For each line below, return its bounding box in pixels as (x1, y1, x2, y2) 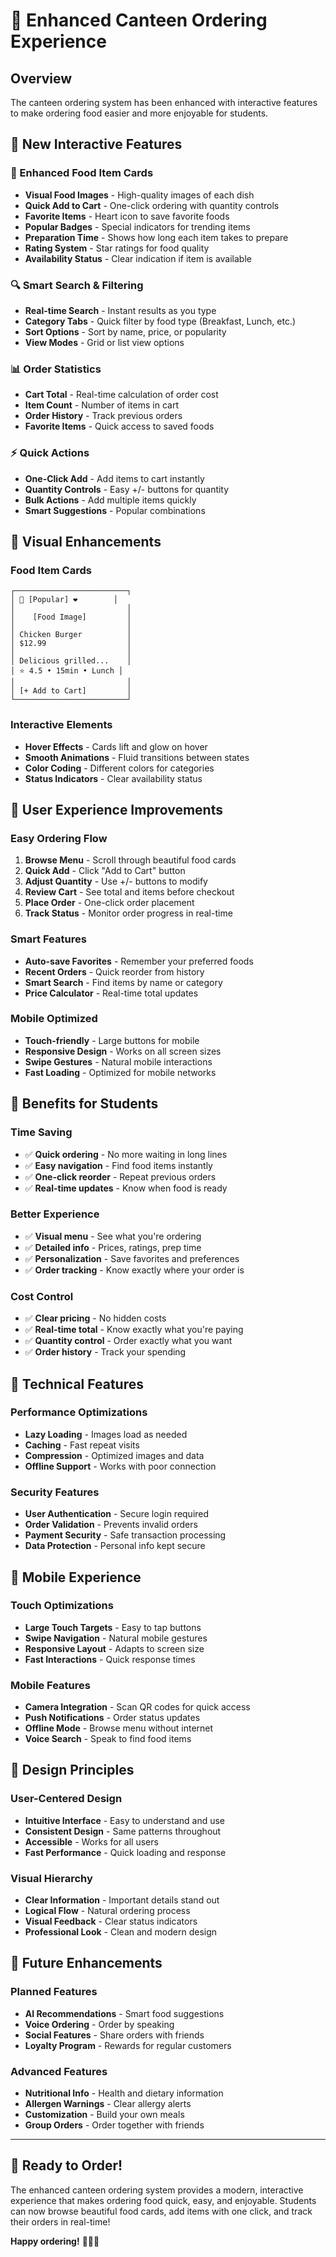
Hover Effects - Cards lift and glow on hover (24, 740, 208, 753)
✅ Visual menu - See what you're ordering (24, 1230, 202, 1242)
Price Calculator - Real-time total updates (24, 987, 199, 999)
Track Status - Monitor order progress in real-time (24, 907, 233, 919)
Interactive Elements (10, 718, 113, 732)
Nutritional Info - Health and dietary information (24, 2087, 224, 2099)
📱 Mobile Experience (10, 1569, 142, 1586)
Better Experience (10, 1207, 100, 1221)
